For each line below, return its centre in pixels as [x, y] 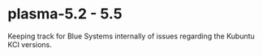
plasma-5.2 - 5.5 [65, 14]
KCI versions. [30, 44]
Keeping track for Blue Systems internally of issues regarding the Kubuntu [131, 36]
